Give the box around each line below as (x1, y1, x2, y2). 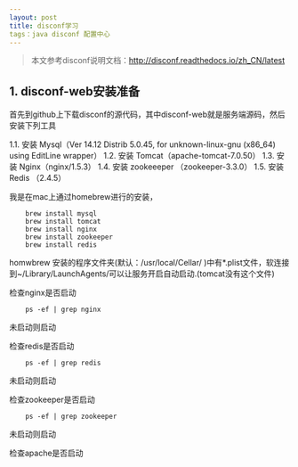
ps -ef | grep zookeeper (25, 412, 117, 422)
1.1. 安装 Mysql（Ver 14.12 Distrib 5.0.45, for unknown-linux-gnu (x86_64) (9, 139, 276, 150)
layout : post (9, 12, 58, 22)
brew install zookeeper (25, 233, 114, 242)
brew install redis (25, 241, 98, 250)
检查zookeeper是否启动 (9, 394, 96, 406)
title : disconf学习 (9, 21, 79, 30)
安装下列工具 (9, 120, 56, 131)
